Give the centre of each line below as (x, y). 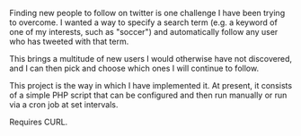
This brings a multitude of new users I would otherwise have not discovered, (151, 59)
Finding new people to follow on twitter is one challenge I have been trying (147, 13)
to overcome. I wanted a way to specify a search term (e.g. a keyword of (144, 22)
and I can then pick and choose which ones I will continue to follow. (134, 68)
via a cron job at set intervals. (64, 105)
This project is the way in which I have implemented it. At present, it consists (151, 85)
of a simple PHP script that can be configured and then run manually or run (148, 95)
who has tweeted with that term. (69, 41)
